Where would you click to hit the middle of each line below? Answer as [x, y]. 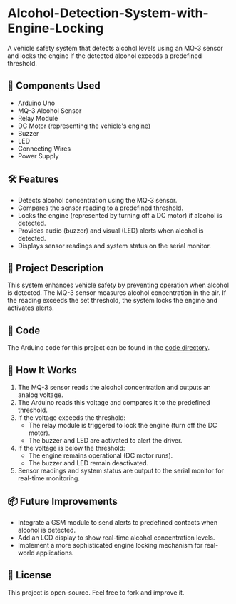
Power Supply [38, 156]
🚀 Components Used [54, 86]
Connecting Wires [44, 149]
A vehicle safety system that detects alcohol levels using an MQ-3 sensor [115, 48]
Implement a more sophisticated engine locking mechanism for [110, 545]
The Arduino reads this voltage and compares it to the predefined [114, 402]
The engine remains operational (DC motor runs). [101, 455]
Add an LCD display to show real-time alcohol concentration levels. [116, 538]
